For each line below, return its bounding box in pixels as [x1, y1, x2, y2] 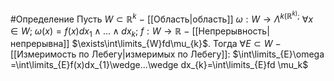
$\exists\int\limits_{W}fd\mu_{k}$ [71, 38, 209, 50]
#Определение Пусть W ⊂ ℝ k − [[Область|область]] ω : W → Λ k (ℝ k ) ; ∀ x [10, 10, 314, 25]
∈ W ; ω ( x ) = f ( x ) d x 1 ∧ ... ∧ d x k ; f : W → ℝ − [10, 25, 190, 39]
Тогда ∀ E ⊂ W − [212, 38, 282, 50]
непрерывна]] [10, 38, 70, 50]
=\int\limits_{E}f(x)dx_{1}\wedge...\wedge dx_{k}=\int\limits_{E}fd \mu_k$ [10, 59, 309, 71]
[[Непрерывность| [191, 25, 270, 37]
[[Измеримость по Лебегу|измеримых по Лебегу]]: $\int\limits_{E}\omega [10, 48, 325, 60]
